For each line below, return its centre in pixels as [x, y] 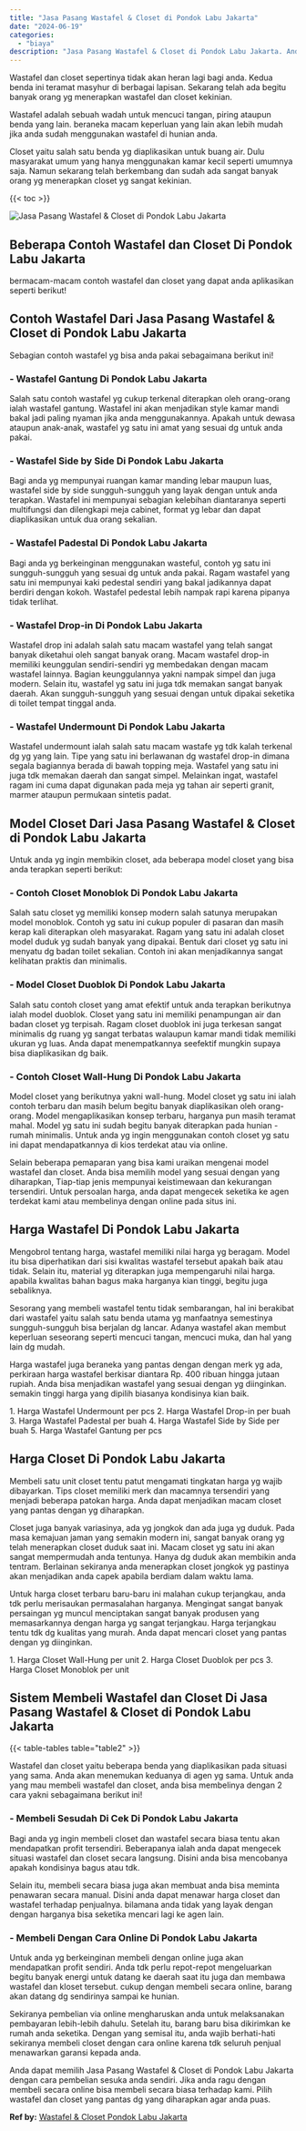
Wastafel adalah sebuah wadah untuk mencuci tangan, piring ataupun [140, 115]
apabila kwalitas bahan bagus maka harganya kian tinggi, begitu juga [139, 1280]
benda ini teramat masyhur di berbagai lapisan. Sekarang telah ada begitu [148, 87]
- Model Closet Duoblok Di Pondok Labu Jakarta [117, 984]
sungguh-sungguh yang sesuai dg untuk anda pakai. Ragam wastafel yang [150, 572]
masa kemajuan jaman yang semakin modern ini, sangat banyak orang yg [147, 1537]
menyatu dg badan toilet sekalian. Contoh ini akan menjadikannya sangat [147, 952]
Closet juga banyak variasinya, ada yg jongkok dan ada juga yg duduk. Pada [152, 1527]
